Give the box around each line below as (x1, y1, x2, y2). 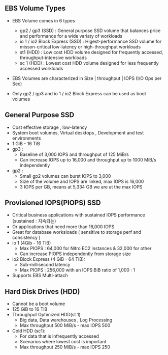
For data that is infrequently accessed (19, 333, 99, 339)
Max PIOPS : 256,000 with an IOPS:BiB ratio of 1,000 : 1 (19, 267, 136, 273)
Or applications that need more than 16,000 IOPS (12, 224, 115, 230)
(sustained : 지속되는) (12, 218, 56, 224)
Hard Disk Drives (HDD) (5, 287, 80, 296)
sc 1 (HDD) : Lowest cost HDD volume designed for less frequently (19, 60, 159, 66)
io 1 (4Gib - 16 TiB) (12, 240, 51, 246)
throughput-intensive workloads (19, 54, 87, 61)
